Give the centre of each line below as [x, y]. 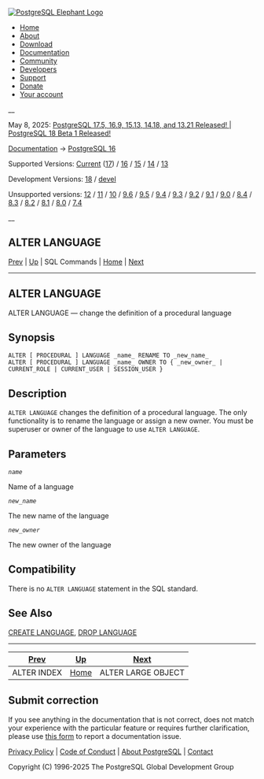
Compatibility [42, 570]
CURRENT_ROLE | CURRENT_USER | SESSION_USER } [86, 369]
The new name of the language [59, 516]
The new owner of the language [60, 545]
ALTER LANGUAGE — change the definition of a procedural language [120, 313]
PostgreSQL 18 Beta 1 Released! [60, 133]
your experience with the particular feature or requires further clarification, [129, 728]
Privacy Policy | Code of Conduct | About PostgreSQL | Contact [111, 751]
